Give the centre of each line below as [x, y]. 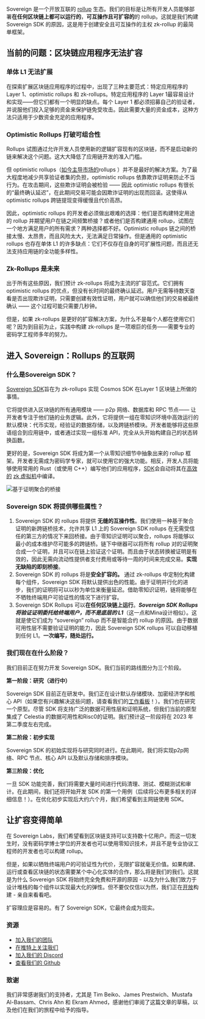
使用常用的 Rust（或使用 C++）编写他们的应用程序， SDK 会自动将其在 [99, 468]
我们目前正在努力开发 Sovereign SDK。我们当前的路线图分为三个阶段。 [95, 667]
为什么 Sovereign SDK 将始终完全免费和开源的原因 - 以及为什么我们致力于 [104, 880]
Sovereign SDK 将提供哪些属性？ [55, 506]
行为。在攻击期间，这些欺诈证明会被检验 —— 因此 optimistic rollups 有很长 [100, 185]
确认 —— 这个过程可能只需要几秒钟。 [53, 306]
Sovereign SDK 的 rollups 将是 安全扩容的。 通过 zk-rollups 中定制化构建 [105, 574]
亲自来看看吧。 [36, 895]
